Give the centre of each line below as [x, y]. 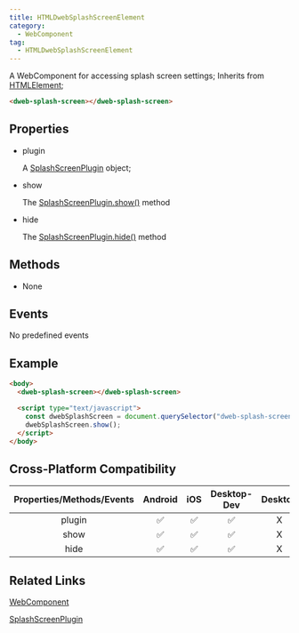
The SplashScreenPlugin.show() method [96, 202]
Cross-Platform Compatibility [93, 469]
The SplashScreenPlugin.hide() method [94, 236]
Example [34, 363]
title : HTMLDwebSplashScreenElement [77, 17]
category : [28, 26]
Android [160, 500]
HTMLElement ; [36, 85]
